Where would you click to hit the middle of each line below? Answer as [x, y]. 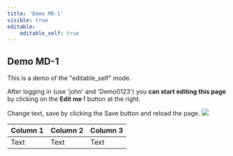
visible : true [28, 20]
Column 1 [27, 131]
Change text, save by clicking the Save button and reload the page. [104, 114]
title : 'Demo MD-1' [36, 14]
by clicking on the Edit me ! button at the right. [74, 99]
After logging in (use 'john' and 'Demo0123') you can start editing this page [117, 92]
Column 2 [67, 131]
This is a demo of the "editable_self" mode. [69, 78]
